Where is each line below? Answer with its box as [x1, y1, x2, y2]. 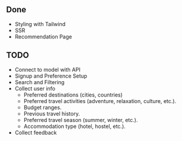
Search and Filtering [14, 78, 65, 85]
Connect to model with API [14, 66, 81, 73]
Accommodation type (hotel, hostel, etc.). [23, 123, 126, 130]
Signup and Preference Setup [14, 72, 87, 79]
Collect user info [14, 85, 55, 92]
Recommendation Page [14, 33, 73, 40]
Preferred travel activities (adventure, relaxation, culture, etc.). [23, 97, 177, 104]
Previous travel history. [23, 110, 80, 117]
